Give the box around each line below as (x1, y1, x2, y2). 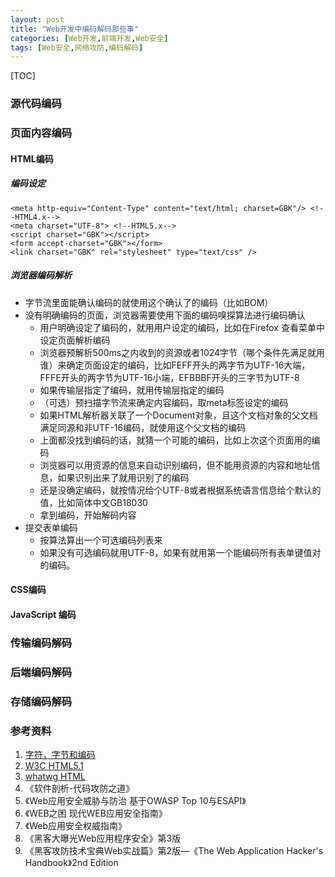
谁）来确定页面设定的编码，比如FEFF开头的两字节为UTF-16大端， (39, 359, 311, 371)
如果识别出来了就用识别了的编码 (57, 471, 190, 483)
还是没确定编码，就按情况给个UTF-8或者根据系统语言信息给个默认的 (39, 484, 322, 496)
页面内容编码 (10, 126, 73, 140)
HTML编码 (10, 152, 54, 165)
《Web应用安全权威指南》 (24, 819, 128, 831)
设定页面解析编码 (39, 334, 111, 346)
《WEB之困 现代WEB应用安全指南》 (24, 807, 168, 819)
